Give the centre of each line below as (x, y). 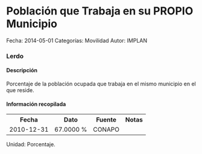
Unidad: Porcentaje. (31, 144)
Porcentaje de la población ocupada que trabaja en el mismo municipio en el (101, 84)
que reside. (20, 90)
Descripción (22, 70)
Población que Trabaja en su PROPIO (100, 11)
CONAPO (106, 129)
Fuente (106, 120)
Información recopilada (36, 104)
